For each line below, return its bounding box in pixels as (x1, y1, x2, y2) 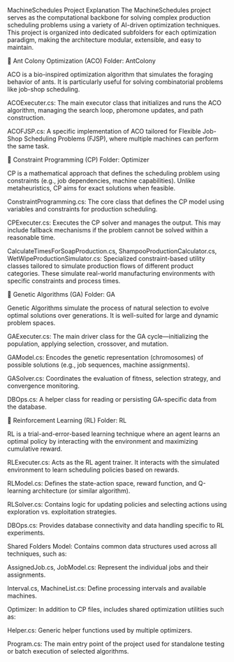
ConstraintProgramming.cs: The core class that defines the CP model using (7, 197, 225, 206)
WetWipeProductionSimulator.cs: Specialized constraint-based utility (7, 255, 205, 262)
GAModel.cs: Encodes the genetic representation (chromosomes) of (7, 353, 204, 361)
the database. (7, 402, 47, 411)
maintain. (7, 43, 34, 51)
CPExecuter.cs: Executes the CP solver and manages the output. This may (7, 218, 221, 227)
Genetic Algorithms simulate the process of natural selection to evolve (7, 304, 210, 312)
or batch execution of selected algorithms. (7, 647, 129, 655)
